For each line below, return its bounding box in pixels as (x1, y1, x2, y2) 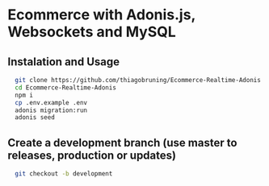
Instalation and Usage (7, 55, 120, 68)
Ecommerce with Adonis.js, (7, 6, 195, 24)
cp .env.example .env (15, 98, 88, 106)
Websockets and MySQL (7, 23, 177, 41)
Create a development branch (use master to (7, 135, 237, 150)
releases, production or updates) (7, 148, 177, 162)
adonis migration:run (15, 106, 88, 114)
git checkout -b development (15, 170, 113, 178)
